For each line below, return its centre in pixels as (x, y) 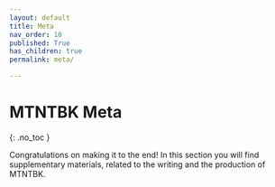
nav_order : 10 (36, 34)
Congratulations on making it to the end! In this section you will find (134, 154)
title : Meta (32, 26)
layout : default (40, 18)
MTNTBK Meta (66, 112)
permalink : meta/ (42, 60)
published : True (40, 43)
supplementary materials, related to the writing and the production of (137, 164)
